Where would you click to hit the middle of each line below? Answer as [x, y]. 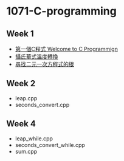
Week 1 [20, 34]
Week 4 [21, 124]
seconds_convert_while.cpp [50, 145]
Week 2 [21, 84]
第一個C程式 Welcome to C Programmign [67, 49]
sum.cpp [26, 151]
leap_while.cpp [34, 139]
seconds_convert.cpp [42, 104]
